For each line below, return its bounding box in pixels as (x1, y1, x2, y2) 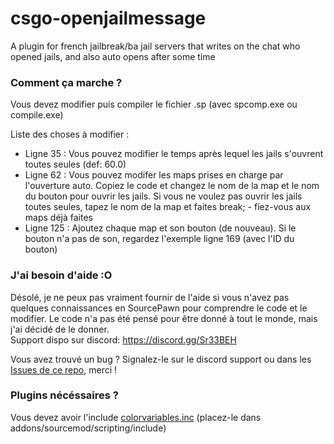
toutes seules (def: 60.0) (24, 158, 127, 171)
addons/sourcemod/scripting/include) (10, 422, 167, 434)
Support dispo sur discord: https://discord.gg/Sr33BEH (10, 333, 237, 346)
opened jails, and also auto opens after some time (10, 50, 216, 62)
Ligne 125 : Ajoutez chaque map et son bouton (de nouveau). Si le (24, 222, 297, 234)
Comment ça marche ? (10, 75, 123, 89)
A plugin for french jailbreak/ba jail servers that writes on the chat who (10, 40, 301, 52)
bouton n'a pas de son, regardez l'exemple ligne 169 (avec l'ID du (24, 233, 295, 245)
